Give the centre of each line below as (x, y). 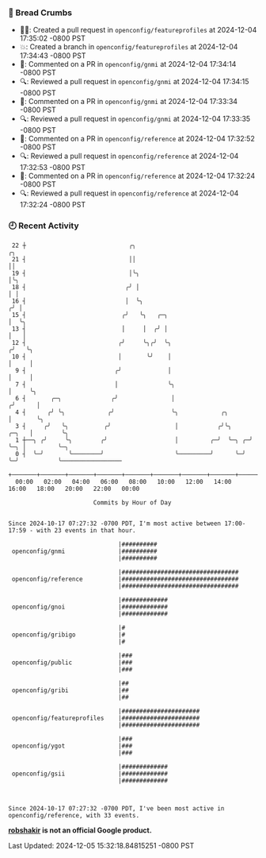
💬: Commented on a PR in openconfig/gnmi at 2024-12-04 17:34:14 (128, 64)
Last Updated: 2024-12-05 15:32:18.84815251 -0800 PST (101, 845)
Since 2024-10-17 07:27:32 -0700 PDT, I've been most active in (116, 808)
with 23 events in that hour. (86, 530)
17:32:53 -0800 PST (52, 168)
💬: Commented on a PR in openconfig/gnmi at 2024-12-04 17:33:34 (129, 102)
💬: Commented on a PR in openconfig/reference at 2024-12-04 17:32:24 (137, 176)
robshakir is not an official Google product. (80, 830)
